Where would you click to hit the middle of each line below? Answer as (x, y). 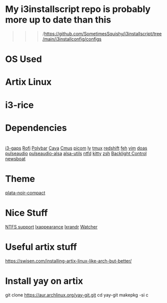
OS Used (24, 59)
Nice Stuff (26, 213)
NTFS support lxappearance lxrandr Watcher (51, 226)
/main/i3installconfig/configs (72, 39)
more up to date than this (58, 20)
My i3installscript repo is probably (78, 9)
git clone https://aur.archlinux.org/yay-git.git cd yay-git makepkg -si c (77, 295)
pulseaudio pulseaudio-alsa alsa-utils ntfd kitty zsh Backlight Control (76, 153)
